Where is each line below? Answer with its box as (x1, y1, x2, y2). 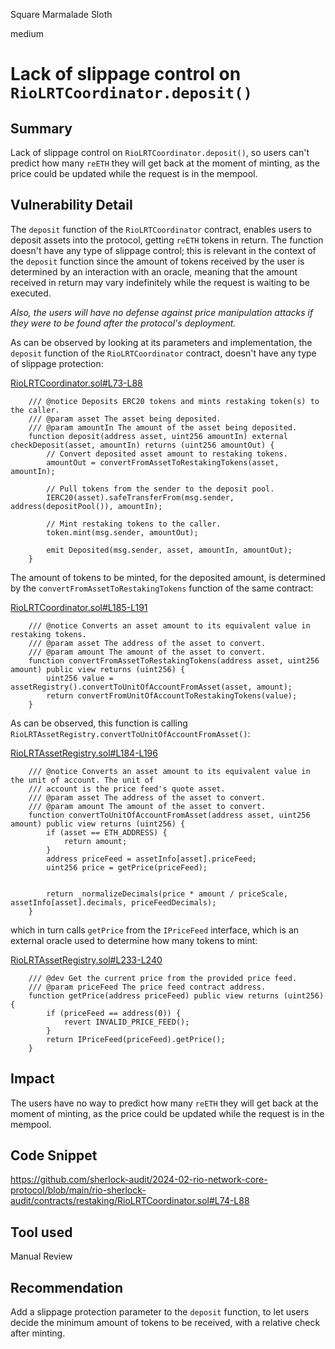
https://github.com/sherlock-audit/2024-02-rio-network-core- (10, 1174, 268, 1186)
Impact (10, 1070, 55, 1088)
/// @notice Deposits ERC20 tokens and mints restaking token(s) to (28, 396, 320, 406)
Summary (10, 120, 73, 137)
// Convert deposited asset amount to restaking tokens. (46, 449, 288, 459)
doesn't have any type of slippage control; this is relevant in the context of (10, 244, 317, 256)
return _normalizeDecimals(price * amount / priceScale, (46, 889, 288, 899)
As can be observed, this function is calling (10, 717, 188, 729)
